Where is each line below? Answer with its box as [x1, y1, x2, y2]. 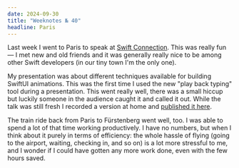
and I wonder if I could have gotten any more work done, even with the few [7, 147, 228, 155]
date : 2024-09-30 [7, 10, 59, 18]
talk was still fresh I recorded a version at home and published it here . [7, 103, 213, 111]
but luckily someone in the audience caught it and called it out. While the [7, 95, 221, 103]
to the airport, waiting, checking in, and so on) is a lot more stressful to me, [7, 139, 228, 147]
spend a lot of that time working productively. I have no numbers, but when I [7, 124, 232, 132]
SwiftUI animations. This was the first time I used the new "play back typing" [7, 80, 233, 88]
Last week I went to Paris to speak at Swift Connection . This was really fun [7, 43, 227, 52]
